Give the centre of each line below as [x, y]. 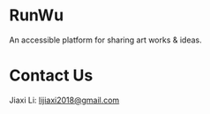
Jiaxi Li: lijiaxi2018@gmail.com [64, 100]
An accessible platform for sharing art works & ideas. [106, 40]
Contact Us [51, 76]
